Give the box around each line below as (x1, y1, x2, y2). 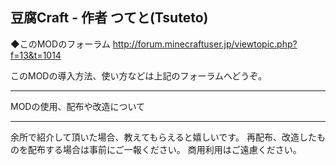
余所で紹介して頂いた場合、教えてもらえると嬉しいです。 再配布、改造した (10, 131, 317, 143)
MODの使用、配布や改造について (10, 100, 146, 112)
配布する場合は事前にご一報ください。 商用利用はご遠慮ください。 (27, 143, 302, 155)
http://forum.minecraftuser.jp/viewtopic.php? (112, 38, 298, 50)
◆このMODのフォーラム (10, 38, 111, 50)
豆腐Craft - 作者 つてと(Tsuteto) (10, 9, 209, 27)
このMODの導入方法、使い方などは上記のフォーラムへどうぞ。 (10, 69, 268, 82)
